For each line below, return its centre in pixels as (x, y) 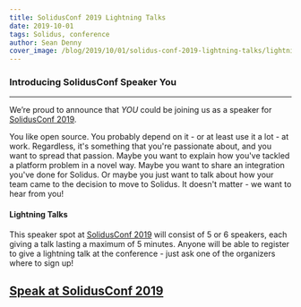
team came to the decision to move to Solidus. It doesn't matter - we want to (150, 184)
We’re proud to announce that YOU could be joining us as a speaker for (141, 110)
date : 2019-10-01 (42, 26)
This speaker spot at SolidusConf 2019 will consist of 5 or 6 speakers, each (148, 235)
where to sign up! (42, 263)
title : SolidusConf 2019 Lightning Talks (88, 17)
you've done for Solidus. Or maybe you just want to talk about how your (142, 175)
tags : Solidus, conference (60, 34)
